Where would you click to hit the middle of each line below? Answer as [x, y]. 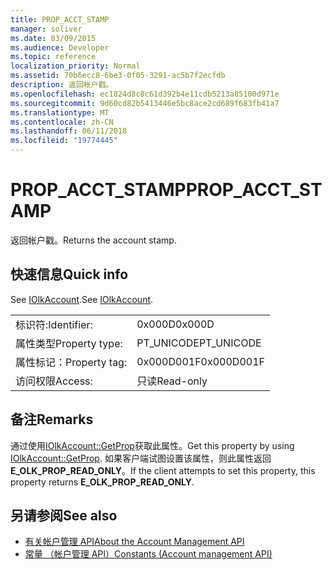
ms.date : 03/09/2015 [53, 38]
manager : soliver [46, 29]
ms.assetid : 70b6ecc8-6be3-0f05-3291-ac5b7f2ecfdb [118, 76]
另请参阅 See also [64, 515]
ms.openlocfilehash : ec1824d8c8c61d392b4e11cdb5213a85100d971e [145, 94]
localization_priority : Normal [75, 66]
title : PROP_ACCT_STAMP [60, 19]
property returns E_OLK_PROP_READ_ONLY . [102, 482]
